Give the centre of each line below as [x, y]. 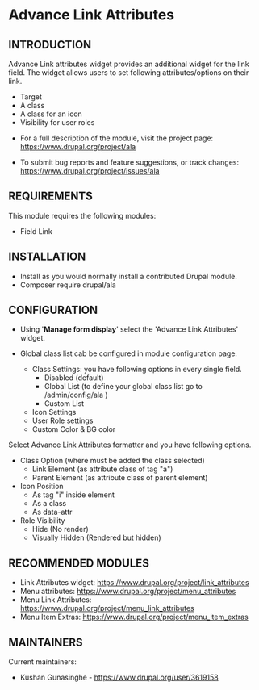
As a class [49, 504]
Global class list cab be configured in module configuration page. [129, 353]
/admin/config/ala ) [76, 395]
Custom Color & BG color [74, 429]
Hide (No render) [60, 529]
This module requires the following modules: [82, 215]
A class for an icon [51, 114]
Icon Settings [54, 412]
